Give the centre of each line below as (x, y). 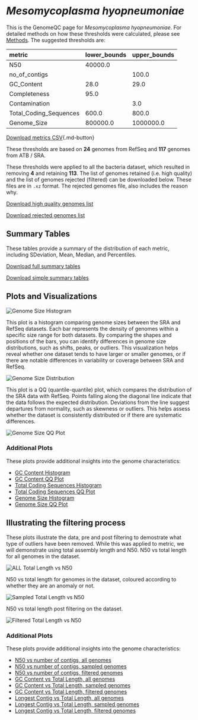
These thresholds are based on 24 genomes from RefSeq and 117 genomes (98, 149)
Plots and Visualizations (52, 297)
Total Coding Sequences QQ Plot (55, 492)
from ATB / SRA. (26, 155)
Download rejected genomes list (46, 215)
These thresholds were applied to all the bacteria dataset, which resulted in (98, 167)
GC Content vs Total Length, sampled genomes (73, 685)
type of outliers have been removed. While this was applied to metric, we (95, 543)
